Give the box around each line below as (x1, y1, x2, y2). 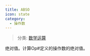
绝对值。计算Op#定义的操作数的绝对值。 (5, 45, 88, 52)
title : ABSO (5, 7, 30, 12)
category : (5, 16, 26, 21)
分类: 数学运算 (17, 35, 46, 41)
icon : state (5, 12, 30, 17)
